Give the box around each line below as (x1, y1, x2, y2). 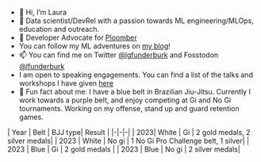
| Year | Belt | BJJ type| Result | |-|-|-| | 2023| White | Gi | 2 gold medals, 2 (7, 128, 251, 137)
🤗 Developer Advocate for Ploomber (18, 33, 137, 42)
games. (18, 112, 44, 121)
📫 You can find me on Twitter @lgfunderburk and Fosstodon (18, 50, 219, 60)
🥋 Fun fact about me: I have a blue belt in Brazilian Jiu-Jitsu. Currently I (18, 87, 251, 96)
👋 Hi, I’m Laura (18, 8, 67, 17)
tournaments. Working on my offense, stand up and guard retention (18, 104, 240, 113)
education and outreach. (18, 25, 100, 33)
